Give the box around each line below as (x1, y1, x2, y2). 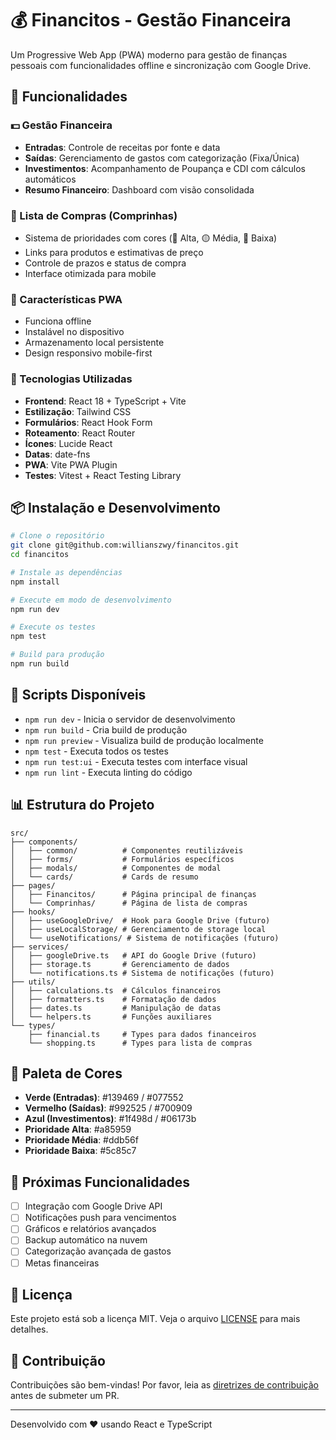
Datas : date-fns (24, 448, 91, 460)
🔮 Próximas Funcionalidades (10, 1173, 191, 1191)
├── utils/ (10, 977, 56, 987)
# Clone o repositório (10, 531, 105, 541)
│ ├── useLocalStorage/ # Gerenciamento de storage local (10, 924, 267, 934)
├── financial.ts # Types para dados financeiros (28, 1029, 257, 1039)
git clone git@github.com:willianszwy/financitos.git (10, 540, 240, 551)
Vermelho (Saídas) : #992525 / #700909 (24, 1102, 193, 1114)
